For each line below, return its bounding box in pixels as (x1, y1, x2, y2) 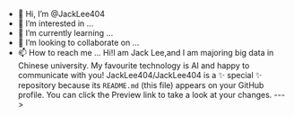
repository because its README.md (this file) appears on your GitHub (17, 80, 264, 90)
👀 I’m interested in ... (17, 18, 94, 29)
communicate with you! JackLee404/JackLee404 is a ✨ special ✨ (17, 70, 263, 80)
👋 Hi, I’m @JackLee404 (17, 9, 106, 19)
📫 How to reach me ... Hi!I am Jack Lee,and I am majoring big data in (17, 48, 274, 58)
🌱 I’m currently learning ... (17, 28, 114, 38)
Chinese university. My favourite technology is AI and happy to (17, 60, 250, 71)
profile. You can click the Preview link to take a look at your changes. (17, 90, 272, 100)
